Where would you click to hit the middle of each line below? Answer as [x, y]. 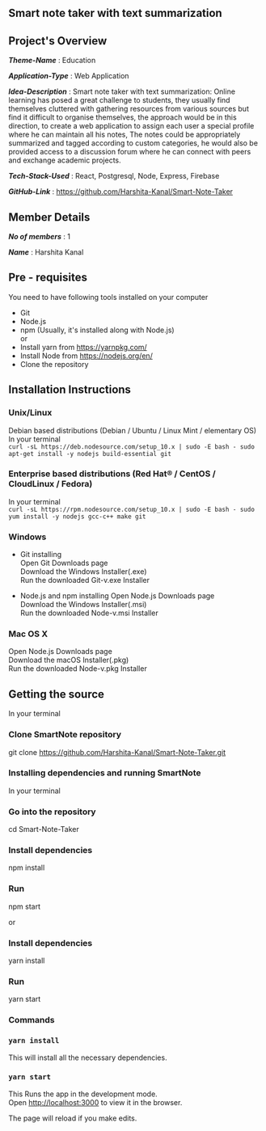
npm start [25, 906]
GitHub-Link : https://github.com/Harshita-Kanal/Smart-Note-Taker [120, 192]
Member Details [49, 217]
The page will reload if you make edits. [73, 1118]
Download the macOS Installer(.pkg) [69, 660]
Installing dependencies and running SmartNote [105, 773]
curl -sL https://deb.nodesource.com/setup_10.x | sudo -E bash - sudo [131, 447]
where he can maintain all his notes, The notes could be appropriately [125, 135]
